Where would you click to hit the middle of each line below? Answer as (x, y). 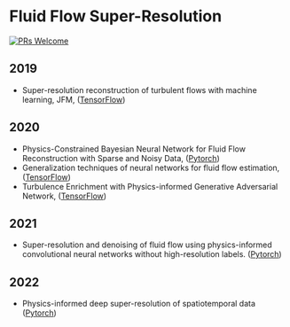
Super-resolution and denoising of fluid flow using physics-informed (147, 245)
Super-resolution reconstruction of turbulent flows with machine (139, 90)
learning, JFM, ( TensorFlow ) (74, 99)
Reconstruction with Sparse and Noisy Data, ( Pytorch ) (121, 158)
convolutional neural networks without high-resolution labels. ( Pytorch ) (152, 254)
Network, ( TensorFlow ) (64, 196)
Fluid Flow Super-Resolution (116, 16)
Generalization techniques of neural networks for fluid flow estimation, (151, 167)
